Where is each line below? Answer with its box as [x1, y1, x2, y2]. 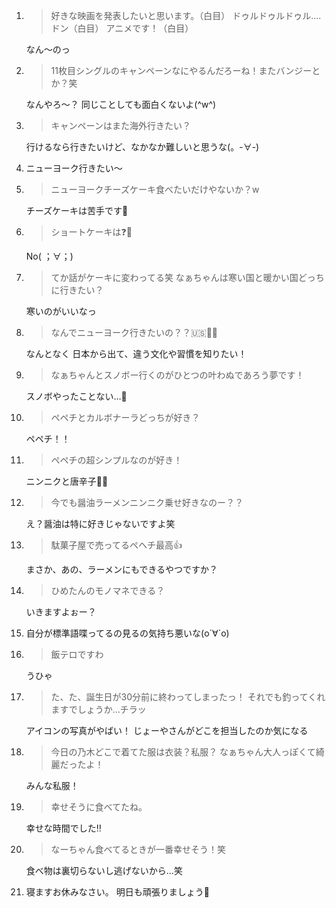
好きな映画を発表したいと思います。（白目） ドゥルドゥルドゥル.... [50, 10, 322, 21]
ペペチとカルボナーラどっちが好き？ [50, 412, 201, 423]
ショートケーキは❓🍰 [50, 226, 133, 238]
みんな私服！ [25, 780, 79, 791]
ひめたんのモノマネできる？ [50, 585, 166, 596]
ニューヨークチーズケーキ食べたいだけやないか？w [50, 184, 260, 195]
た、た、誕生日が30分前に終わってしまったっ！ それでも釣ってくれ [50, 691, 326, 703]
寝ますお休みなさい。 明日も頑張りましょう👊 [25, 886, 210, 898]
